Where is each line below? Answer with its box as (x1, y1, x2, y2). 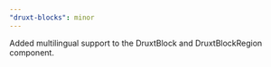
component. (9, 46, 54, 58)
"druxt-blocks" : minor (9, 13, 95, 22)
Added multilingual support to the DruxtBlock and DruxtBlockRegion (9, 38, 263, 48)
